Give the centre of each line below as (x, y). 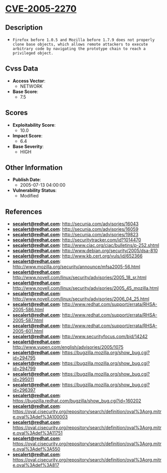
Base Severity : (28, 146)
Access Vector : (29, 81)
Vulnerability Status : (34, 190)
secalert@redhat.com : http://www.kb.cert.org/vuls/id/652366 (77, 256)
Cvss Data (22, 69)
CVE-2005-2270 (41, 9)
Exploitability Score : (34, 125)
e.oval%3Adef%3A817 (36, 465)
